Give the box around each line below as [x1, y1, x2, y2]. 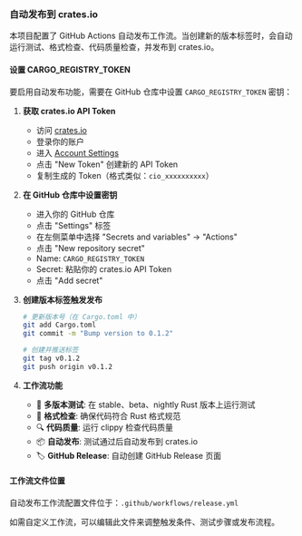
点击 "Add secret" [35, 275, 103, 286]
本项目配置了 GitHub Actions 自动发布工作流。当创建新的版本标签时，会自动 [9, 30, 293, 42]
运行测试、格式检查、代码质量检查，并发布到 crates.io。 [9, 42, 219, 53]
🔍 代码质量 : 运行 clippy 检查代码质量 [35, 422, 174, 433]
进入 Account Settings [35, 147, 120, 158]
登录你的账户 [35, 136, 84, 147]
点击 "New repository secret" [35, 242, 145, 253]
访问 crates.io [35, 124, 88, 135]
